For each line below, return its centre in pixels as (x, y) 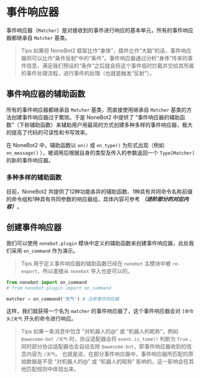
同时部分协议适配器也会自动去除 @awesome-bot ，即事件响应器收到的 (104, 347)
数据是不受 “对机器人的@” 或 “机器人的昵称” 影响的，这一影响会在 (108, 362)
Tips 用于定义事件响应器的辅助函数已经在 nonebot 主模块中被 (96, 263)
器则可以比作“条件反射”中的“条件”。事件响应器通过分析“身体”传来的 (104, 58)
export (29, 271)
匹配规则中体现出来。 (53, 369)
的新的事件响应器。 (30, 160)
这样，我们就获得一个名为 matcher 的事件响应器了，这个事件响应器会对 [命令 (100, 311)
